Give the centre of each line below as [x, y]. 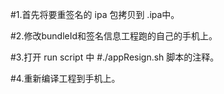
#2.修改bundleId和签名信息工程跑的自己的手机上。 [114, 36]
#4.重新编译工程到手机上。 [65, 78]
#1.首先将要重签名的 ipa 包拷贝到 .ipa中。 [95, 14]
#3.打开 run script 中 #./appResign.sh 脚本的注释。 [115, 57]
